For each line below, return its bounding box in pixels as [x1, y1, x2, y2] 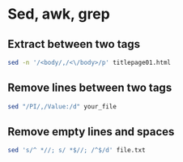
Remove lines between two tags [7, 81, 172, 95]
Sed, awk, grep [7, 5, 110, 23]
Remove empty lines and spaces [7, 125, 175, 139]
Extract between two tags [7, 37, 141, 51]
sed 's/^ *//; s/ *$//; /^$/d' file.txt [7, 147, 147, 155]
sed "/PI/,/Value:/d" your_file [7, 102, 117, 110]
